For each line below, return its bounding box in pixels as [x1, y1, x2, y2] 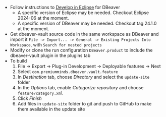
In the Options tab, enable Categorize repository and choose [17, 85, 144, 90]
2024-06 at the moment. [17, 15, 69, 21]
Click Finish [17, 95, 42, 101]
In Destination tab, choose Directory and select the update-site [17, 74, 150, 80]
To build [10, 58, 27, 64]
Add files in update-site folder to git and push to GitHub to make [17, 101, 152, 106]
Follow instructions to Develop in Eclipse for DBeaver [10, 5, 120, 10]
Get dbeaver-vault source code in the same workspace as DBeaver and [10, 31, 159, 37]
